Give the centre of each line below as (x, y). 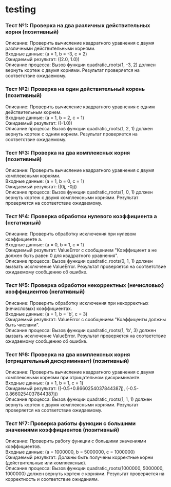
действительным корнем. (33, 112)
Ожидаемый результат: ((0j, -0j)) (41, 187)
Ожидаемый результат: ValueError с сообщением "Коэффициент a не (81, 250)
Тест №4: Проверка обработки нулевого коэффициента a (81, 216)
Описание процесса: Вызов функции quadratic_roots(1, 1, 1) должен (79, 399)
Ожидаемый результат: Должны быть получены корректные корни (79, 457)
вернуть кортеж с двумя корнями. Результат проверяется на (73, 70)
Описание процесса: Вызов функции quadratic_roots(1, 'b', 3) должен (81, 330)
